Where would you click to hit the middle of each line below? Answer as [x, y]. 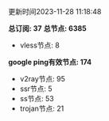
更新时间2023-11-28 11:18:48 [55, 11]
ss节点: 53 [37, 98]
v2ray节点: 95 [42, 79]
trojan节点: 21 [42, 108]
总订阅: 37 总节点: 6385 [48, 28]
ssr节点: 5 [36, 89]
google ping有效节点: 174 [50, 62]
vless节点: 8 [39, 45]
